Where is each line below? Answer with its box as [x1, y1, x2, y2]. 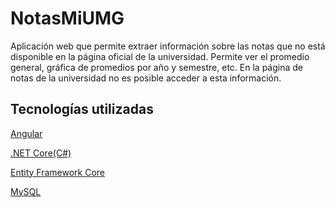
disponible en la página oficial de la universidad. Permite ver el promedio [10, 50, 310, 62]
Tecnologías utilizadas [10, 101, 154, 118]
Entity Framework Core [10, 166, 106, 178]
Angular [10, 127, 43, 139]
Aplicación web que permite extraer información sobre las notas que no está [10, 40, 326, 52]
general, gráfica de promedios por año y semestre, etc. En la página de [10, 61, 303, 73]
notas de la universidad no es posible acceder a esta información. [10, 72, 282, 84]
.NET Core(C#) [10, 147, 72, 159]
